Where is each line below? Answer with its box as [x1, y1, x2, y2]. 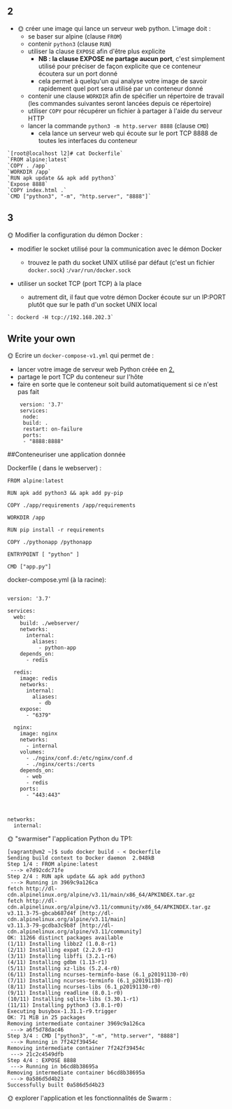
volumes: [20, 749, 45, 756]
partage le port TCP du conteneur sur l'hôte [17, 373, 143, 381]
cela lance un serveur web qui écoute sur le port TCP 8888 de [38, 129, 218, 137]
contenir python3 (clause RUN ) [27, 39, 112, 48]
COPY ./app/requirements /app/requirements [7, 502, 136, 509]
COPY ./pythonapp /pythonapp [7, 539, 92, 546]
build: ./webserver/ [20, 620, 80, 627]
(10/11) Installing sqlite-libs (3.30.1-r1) [7, 995, 139, 1003]
